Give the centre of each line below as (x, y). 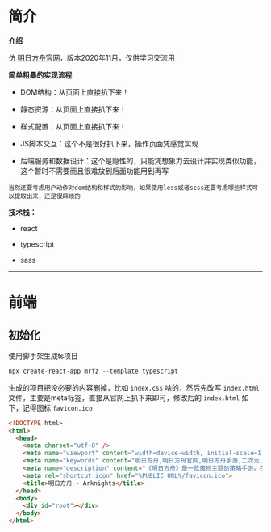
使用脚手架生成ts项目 (43, 356)
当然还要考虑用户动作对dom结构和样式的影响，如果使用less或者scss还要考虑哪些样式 (130, 188)
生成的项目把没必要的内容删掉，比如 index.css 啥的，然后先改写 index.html (134, 387)
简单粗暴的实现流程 (40, 74)
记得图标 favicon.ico (57, 407)
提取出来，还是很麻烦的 (47, 196)
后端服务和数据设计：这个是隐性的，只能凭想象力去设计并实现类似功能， (140, 160)
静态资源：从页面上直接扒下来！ (73, 109)
